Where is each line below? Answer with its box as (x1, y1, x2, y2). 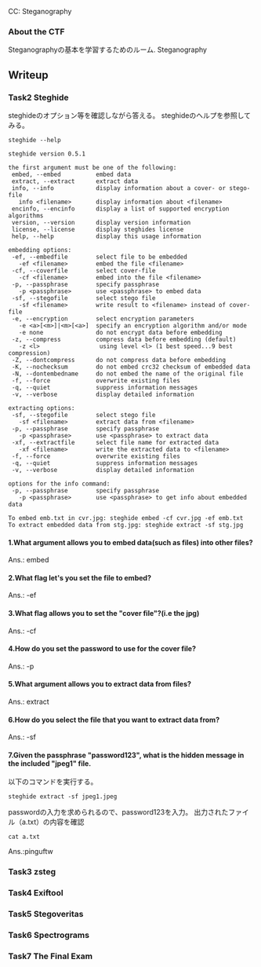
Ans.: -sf (8, 732, 37, 742)
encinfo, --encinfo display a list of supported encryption (11, 204, 230, 213)
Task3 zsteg (8, 866, 56, 877)
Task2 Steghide (8, 92, 69, 103)
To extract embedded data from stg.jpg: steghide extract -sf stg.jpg (8, 521, 244, 529)
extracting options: (8, 404, 76, 412)
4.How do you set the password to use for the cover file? (8, 644, 197, 654)
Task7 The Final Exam (8, 951, 92, 962)
